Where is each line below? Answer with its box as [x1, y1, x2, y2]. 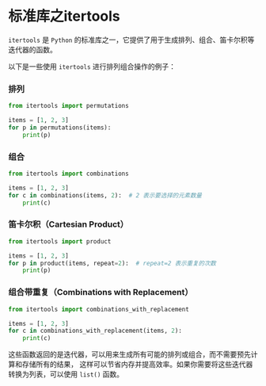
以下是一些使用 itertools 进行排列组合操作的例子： [8, 61, 177, 71]
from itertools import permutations [8, 102, 129, 110]
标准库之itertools [8, 7, 120, 25]
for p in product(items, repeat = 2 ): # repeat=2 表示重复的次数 [8, 259, 216, 267]
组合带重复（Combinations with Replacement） [8, 287, 193, 298]
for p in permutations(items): [8, 124, 112, 132]
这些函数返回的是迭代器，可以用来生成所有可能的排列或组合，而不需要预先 [8, 350, 251, 359]
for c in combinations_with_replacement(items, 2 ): [8, 327, 182, 335]
